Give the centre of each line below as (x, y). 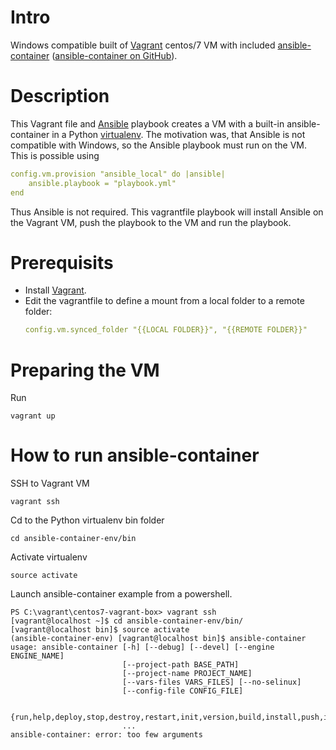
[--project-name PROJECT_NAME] (187, 674)
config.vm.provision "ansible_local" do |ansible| (118, 174)
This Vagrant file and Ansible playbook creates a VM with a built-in (147, 123)
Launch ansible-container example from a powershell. (121, 594)
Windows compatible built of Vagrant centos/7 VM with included (143, 45)
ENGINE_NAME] (37, 656)
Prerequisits (62, 262)
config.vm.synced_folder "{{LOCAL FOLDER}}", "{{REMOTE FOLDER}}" (166, 330)
